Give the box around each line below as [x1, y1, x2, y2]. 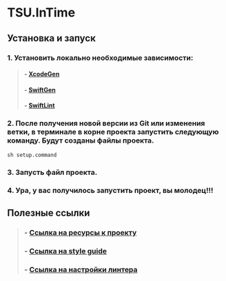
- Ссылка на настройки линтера [23, 264, 138, 274]
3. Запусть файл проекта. [7, 167, 98, 177]
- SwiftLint [23, 101, 55, 110]
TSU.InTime [7, 5, 76, 21]
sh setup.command [7, 152, 57, 158]
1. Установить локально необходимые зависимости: [7, 53, 194, 63]
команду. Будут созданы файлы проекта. [7, 136, 154, 145]
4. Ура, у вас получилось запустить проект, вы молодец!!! [7, 186, 214, 196]
